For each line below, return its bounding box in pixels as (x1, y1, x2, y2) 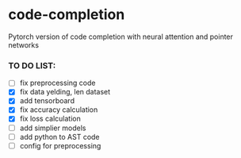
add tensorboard (19, 96, 75, 106)
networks (8, 40, 40, 49)
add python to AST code (19, 132, 101, 141)
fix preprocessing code (19, 78, 96, 88)
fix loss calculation (19, 114, 81, 124)
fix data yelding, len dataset (19, 87, 111, 97)
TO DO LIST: (8, 60, 56, 71)
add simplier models (19, 123, 86, 133)
